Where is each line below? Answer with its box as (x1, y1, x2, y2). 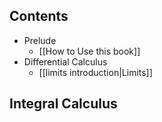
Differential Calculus (23, 55, 108, 68)
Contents (9, 8, 69, 25)
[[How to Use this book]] (38, 45, 141, 57)
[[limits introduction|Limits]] (38, 66, 153, 78)
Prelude (23, 34, 57, 46)
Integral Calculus (9, 95, 118, 113)
